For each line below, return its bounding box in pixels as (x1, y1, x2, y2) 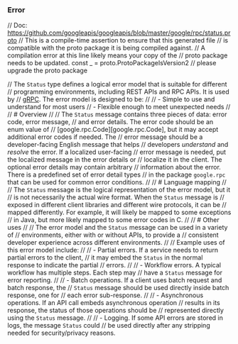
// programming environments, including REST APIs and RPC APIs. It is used (7, 87, 229, 96)
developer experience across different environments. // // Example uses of (7, 238, 225, 247)
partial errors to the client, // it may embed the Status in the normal (7, 253, 203, 262)
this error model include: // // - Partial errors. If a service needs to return (7, 246, 219, 255)
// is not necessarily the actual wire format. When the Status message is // (7, 193, 225, 201)
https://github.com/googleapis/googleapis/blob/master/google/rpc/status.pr (7, 28, 231, 37)
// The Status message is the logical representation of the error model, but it (7, 186, 231, 194)
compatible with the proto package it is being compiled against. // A (7, 44, 206, 52)
